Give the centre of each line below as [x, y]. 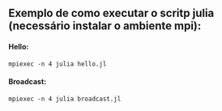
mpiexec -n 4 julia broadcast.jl [65, 99]
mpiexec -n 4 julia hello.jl [58, 64]
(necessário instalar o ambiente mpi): [105, 26]
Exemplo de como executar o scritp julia [111, 13]
